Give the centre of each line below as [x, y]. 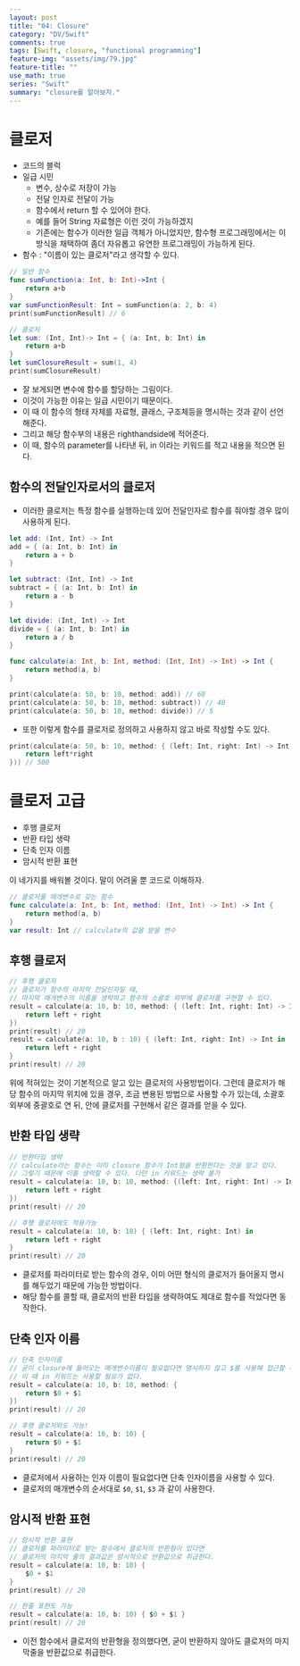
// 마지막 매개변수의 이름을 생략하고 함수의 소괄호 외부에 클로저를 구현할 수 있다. [142, 998]
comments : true [37, 42]
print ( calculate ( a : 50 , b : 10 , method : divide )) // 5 [112, 711]
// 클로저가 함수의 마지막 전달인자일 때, [75, 990]
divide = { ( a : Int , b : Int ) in [69, 629]
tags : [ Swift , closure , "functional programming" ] [105, 51]
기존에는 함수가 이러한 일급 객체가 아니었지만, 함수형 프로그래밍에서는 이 [161, 232]
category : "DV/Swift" [50, 34]
